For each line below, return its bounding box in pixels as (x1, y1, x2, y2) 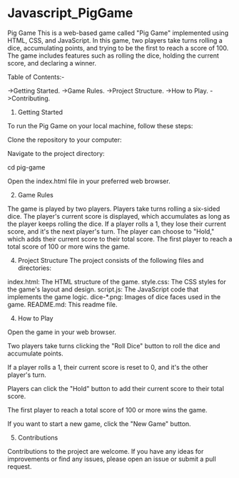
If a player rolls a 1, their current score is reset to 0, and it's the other (7, 363, 208, 371)
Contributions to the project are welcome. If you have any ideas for (7, 447, 204, 455)
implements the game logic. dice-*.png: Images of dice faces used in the (7, 292, 221, 301)
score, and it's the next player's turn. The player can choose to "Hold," (7, 227, 215, 236)
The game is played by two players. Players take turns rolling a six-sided (7, 204, 220, 213)
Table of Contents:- (7, 73, 65, 81)
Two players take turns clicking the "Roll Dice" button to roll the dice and (7, 341, 220, 350)
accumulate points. (7, 349, 63, 358)
